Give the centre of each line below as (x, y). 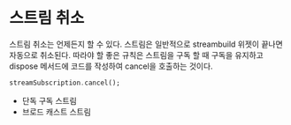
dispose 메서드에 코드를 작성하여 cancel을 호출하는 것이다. (111, 66)
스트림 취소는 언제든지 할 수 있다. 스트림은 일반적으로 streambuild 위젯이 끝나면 (146, 44)
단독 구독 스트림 (49, 100)
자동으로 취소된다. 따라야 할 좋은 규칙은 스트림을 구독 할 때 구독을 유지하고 (136, 55)
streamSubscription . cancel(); (65, 83)
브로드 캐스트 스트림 (56, 112)
